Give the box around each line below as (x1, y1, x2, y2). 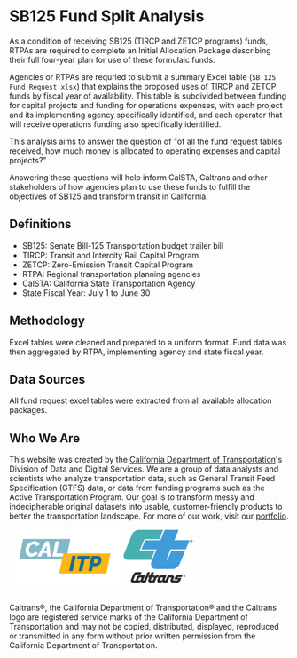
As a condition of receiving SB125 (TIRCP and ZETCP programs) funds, (9, 36, 269, 46)
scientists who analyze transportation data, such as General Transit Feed (9, 473, 276, 484)
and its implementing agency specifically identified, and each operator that (9, 109, 283, 120)
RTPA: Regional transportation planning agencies (21, 268, 201, 279)
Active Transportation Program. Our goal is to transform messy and (9, 492, 255, 503)
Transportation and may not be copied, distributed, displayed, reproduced (9, 622, 279, 632)
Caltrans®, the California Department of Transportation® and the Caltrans (9, 602, 277, 614)
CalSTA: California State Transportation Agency (21, 278, 196, 289)
